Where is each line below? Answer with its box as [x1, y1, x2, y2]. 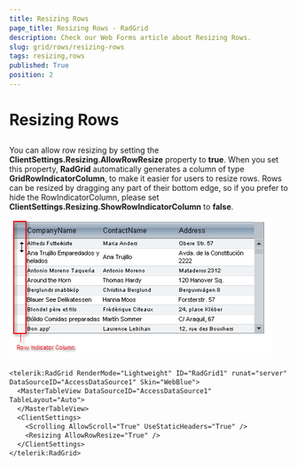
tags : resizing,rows [9, 51, 86, 61]
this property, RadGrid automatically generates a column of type [9, 164, 246, 175]
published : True [9, 61, 69, 70]
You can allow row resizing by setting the [9, 145, 160, 155]
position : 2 [9, 71, 53, 80]
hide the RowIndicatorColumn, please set [9, 192, 160, 203]
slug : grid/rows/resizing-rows [9, 43, 125, 51]
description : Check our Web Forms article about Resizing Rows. [9, 33, 252, 42]
